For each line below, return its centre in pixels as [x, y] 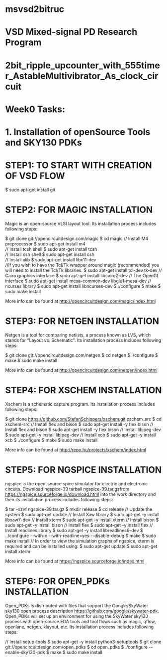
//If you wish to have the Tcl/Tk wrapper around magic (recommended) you [82, 265]
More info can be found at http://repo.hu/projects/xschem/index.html [76, 449]
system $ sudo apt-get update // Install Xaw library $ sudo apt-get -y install [83, 514]
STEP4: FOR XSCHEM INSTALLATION [83, 390]
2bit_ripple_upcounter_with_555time [83, 65]
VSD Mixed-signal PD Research [71, 32]
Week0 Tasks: [35, 109]
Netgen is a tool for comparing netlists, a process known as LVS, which [78, 335]
